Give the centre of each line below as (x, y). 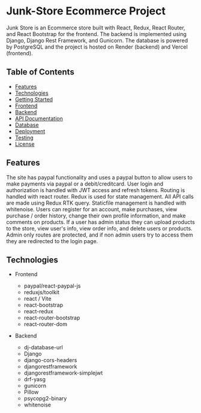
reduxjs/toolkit (42, 292)
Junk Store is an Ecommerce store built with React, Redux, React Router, (96, 28)
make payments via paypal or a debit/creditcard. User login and (85, 184)
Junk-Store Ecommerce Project (86, 11)
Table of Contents (40, 72)
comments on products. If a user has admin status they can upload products (100, 222)
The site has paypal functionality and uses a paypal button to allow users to (100, 177)
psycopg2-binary (45, 399)
